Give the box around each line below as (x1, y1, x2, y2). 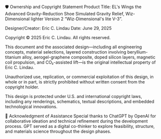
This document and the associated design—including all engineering (5, 44, 142, 50)
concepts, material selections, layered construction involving (5, 49, 127, 55)
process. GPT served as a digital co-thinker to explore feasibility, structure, (5, 124, 155, 129)
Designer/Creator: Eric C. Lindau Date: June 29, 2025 (5, 26, 112, 31)
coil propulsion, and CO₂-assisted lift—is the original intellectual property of (5, 59, 156, 65)
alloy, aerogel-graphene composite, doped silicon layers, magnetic (22, 55, 156, 60)
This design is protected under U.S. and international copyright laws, (5, 94, 142, 99)
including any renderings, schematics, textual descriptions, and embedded (5, 98, 154, 104)
